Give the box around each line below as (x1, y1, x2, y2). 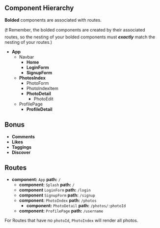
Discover (11, 149, 31, 155)
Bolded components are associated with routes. (4, 17, 102, 23)
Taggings (11, 144, 32, 150)
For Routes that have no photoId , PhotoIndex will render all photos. (4, 218, 138, 224)
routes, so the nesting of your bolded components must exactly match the (4, 34, 156, 40)
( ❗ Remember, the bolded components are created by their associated (4, 27, 145, 33)
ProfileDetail (26, 106, 53, 112)
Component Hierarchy (4, 4, 74, 12)
